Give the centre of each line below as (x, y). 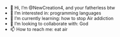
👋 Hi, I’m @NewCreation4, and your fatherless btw (63, 8)
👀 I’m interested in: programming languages (55, 13)
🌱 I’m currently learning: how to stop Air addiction (62, 18)
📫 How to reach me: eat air (39, 29)
